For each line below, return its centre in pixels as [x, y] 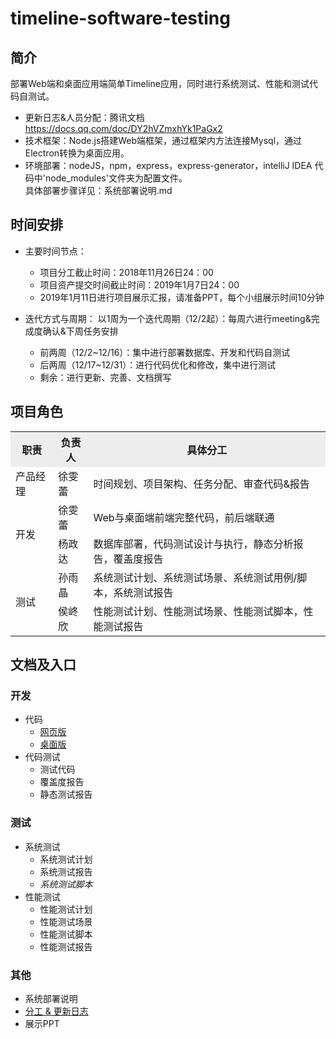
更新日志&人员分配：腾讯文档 [84, 117]
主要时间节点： [55, 251]
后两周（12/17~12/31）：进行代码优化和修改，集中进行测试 [158, 364]
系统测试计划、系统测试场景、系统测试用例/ [195, 577]
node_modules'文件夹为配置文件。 [116, 178]
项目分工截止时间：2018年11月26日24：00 [126, 272]
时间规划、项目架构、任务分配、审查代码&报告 [201, 484]
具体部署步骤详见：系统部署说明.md [98, 190]
